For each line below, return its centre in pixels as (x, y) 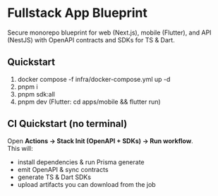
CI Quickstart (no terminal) (67, 124)
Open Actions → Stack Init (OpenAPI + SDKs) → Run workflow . (101, 141)
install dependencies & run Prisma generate (81, 162)
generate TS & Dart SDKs (54, 177)
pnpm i (28, 87)
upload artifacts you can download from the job (87, 184)
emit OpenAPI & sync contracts (63, 169)
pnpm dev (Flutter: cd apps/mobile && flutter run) (89, 102)
